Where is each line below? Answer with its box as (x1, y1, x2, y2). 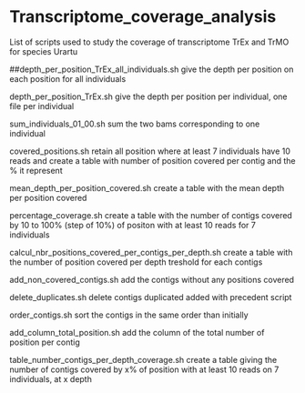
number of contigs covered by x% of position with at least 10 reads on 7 (9, 364, 280, 375)
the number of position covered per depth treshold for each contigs (9, 257, 263, 267)
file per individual (9, 100, 75, 111)
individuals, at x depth (9, 373, 93, 384)
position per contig (9, 337, 80, 348)
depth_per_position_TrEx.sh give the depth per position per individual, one (9, 91, 289, 102)
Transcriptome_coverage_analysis (9, 6, 277, 27)
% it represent (9, 165, 63, 176)
